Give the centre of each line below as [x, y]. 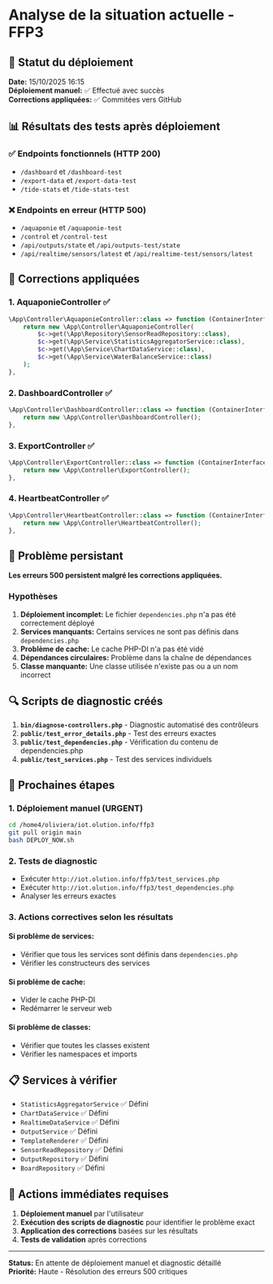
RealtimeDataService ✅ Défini [70, 1122]
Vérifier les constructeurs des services [85, 963]
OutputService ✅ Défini [59, 1131]
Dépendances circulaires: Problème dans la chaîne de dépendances [136, 657]
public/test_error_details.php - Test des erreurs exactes [118, 733]
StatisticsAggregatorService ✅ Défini [84, 1104]
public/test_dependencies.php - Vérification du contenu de [119, 742]
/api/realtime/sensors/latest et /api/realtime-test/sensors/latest [136, 253]
